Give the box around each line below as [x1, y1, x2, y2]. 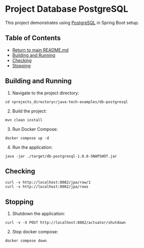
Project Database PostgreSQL [5, 3, 128, 15]
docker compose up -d [5, 136, 49, 140]
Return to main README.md [12, 47, 69, 53]
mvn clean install [5, 117, 43, 122]
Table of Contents [5, 34, 61, 42]
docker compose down [5, 238, 48, 244]
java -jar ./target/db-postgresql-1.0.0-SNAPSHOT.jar [5, 154, 118, 159]
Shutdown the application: [12, 211, 65, 217]
